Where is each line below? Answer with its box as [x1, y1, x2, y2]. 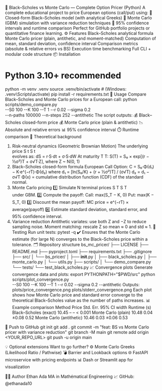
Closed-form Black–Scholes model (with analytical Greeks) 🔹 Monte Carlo [5, 15, 152, 20]
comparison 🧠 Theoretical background [5, 133, 82, 139]
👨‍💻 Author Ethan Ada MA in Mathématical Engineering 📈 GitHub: [5, 374, 134, 379]
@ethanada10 [5, 380, 32, 386]
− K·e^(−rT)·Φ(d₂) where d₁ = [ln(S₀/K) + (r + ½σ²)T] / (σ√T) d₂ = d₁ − [12, 169, 149, 175]
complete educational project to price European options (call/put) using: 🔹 [5, 10, 152, 16]
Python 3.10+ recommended [5, 70, 121, 81]
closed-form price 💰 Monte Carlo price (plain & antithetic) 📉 [22, 119, 144, 125]
